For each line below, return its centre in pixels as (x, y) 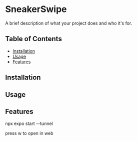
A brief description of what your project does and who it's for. (69, 23)
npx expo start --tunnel (29, 123)
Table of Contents (34, 39)
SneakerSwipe (36, 9)
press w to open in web (29, 133)
